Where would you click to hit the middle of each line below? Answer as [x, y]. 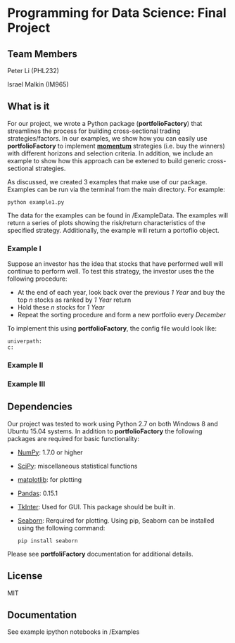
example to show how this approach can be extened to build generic [107, 160]
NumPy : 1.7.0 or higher [50, 452]
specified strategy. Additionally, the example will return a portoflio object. [113, 230]
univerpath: [25, 342]
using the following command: [61, 528]
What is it [28, 107]
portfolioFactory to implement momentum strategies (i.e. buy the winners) [116, 146]
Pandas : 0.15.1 [38, 493]
